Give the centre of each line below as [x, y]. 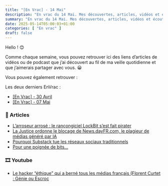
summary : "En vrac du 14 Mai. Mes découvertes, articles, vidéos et [78, 19]
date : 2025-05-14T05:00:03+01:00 [40, 24]
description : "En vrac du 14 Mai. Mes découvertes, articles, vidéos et [82, 14]
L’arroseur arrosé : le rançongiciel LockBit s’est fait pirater [72, 126]
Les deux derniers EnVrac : [33, 87]
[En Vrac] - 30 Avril [32, 96]
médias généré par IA [34, 136]
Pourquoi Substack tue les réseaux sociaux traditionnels [70, 142]
